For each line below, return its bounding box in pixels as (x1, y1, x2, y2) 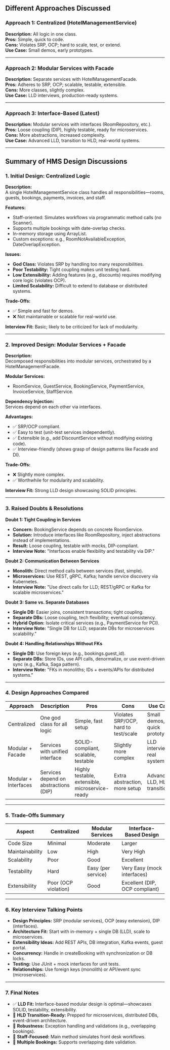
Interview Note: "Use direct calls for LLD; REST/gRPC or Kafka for (12, 584, 151, 590)
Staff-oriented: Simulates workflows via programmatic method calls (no (12, 214, 162, 220)
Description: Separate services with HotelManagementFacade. (5, 76, 138, 82)
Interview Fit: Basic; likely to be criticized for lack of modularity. (5, 323, 139, 329)
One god (40, 714, 61, 721)
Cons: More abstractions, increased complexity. (5, 132, 106, 138)
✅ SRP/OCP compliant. (12, 424, 61, 430)
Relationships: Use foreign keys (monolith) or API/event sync (12, 966, 141, 973)
